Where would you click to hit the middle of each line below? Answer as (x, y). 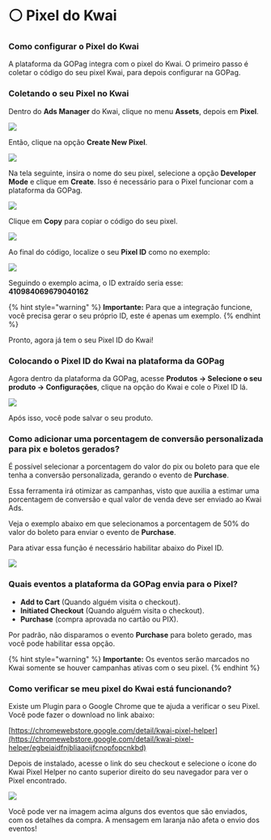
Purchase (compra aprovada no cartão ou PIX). (99, 619)
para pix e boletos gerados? (64, 449)
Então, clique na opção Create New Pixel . (78, 142)
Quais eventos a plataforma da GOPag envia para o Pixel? (123, 584)
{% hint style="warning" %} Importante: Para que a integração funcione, (131, 307)
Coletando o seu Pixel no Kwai (69, 94)
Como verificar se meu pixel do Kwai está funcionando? (120, 689)
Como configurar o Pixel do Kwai (74, 47)
